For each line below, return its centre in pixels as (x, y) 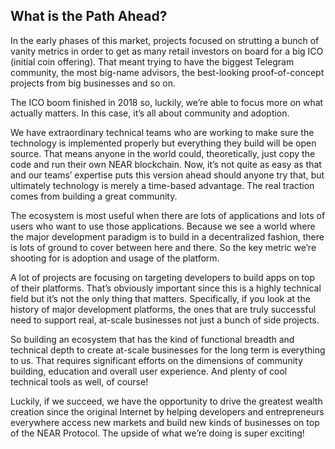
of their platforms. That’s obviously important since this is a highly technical (166, 288)
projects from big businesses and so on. (93, 83)
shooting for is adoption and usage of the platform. (115, 258)
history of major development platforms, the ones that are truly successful (163, 309)
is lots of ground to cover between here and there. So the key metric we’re (163, 247)
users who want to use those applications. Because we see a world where (163, 226)
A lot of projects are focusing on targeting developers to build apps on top (163, 277)
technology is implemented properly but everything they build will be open (163, 143)
